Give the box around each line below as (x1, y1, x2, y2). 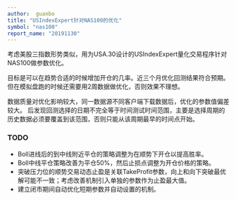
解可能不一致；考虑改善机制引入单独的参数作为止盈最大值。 (17, 176, 191, 185)
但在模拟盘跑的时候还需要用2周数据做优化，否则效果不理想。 (7, 82, 185, 91)
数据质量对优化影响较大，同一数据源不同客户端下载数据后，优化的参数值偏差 (7, 98, 230, 106)
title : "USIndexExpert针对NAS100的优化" (7, 17, 122, 24)
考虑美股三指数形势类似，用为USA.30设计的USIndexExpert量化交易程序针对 (7, 50, 228, 58)
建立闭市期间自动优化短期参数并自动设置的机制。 (17, 185, 160, 193)
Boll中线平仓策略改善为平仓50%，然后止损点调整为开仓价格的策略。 (17, 159, 216, 167)
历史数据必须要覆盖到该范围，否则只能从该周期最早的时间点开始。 (7, 115, 199, 124)
